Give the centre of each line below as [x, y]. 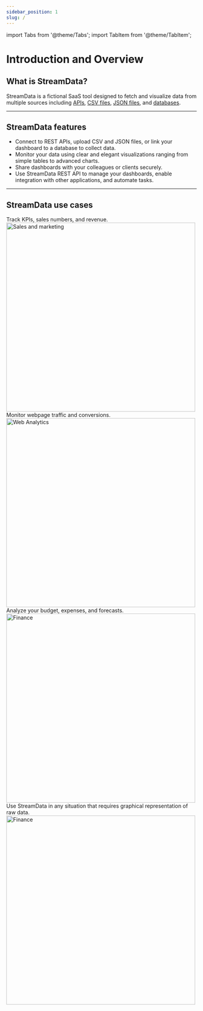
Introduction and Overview [75, 59]
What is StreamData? [47, 81]
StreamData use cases [50, 205]
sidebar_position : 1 [32, 12]
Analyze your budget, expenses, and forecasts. [65, 610]
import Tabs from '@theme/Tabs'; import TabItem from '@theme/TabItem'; [99, 34]
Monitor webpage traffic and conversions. [58, 415]
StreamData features [46, 127]
